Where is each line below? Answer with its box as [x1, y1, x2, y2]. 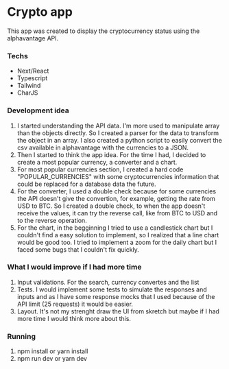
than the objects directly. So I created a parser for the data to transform [16, 128, 219, 137]
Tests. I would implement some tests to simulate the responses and [16, 285, 207, 294]
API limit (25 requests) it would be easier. [16, 300, 134, 308]
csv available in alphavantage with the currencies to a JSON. [16, 143, 189, 152]
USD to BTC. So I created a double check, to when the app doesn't [16, 202, 206, 210]
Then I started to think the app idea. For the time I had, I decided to [16, 150, 206, 158]
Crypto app [7, 4, 73, 20]
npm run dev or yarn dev [16, 355, 88, 363]
